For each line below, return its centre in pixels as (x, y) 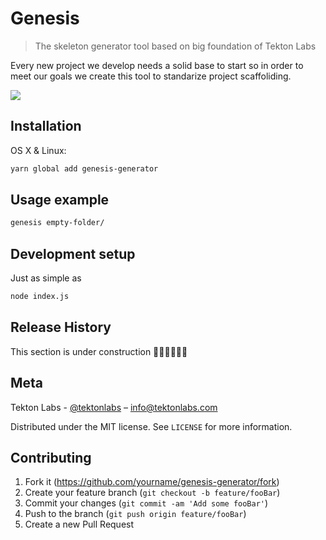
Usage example (60, 200)
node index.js (40, 297)
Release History (61, 327)
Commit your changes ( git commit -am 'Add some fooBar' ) (146, 503)
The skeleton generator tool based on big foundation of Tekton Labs (175, 46)
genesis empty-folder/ (57, 223)
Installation (46, 126)
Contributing (51, 458)
